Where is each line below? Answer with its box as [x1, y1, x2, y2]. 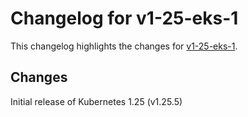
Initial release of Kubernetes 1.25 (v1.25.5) [10, 95, 183, 107]
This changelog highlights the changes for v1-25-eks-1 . [10, 40, 238, 52]
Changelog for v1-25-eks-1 [10, 7, 239, 30]
